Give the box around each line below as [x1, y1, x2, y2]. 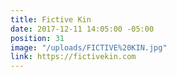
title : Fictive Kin [10, 14, 92, 25]
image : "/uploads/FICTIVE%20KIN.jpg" [10, 42, 168, 53]
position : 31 [10, 33, 65, 43]
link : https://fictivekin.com [10, 52, 137, 62]
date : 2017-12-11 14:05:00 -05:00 [10, 24, 155, 34]
